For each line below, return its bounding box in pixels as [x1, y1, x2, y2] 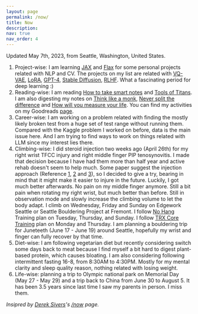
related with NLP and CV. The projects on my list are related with [14, 70, 172, 77]
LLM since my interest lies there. [14, 139, 95, 146]
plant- [177, 246, 192, 253]
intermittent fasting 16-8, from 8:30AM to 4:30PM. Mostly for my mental [14, 258, 190, 265]
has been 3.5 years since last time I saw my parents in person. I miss [14, 283, 182, 290]
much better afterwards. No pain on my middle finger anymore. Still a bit [14, 183, 191, 189]
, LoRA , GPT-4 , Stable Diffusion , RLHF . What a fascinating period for [24, 76, 191, 83]
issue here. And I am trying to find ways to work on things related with [14, 133, 186, 139]
